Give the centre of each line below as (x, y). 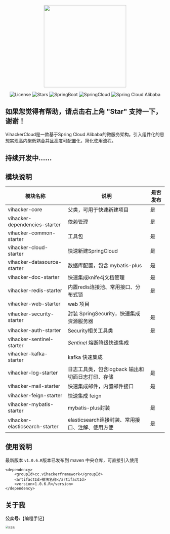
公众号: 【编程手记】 (26, 518)
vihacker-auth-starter (34, 331)
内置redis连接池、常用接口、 (101, 287)
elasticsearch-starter (33, 427)
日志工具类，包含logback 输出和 (106, 369)
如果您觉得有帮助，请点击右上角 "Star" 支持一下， (84, 112)
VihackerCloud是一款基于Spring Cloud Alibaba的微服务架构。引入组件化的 (83, 134)
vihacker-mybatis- (31, 404)
